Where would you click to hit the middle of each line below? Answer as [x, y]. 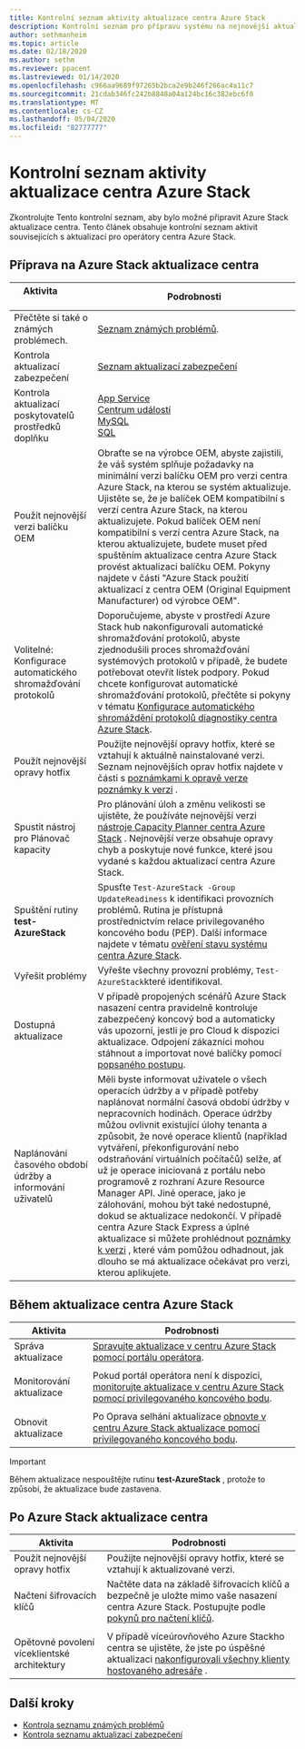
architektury [40, 1665]
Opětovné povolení [54, 1643]
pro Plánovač [42, 838]
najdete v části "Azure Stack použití [173, 578]
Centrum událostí [134, 409]
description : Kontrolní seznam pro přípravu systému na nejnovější [140, 26]
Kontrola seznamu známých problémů [93, 1725]
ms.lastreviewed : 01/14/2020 [64, 77]
